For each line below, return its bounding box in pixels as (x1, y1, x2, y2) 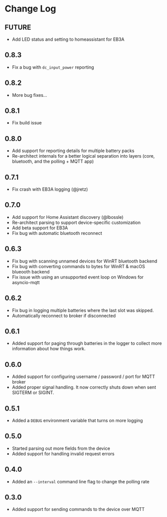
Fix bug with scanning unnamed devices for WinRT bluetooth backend (12, 258, 157, 264)
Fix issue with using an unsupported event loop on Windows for (12, 274, 144, 280)
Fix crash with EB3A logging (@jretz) (12, 186, 88, 192)
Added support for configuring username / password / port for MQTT (12, 373, 155, 379)
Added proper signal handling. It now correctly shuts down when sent (12, 384, 156, 391)
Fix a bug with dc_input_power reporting (12, 64, 94, 70)
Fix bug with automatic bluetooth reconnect (12, 230, 102, 236)
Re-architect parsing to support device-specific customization (12, 219, 141, 225)
